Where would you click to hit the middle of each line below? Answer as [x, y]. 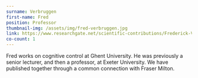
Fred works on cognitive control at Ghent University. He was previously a [95, 56]
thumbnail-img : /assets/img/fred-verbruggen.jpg [67, 28]
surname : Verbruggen [32, 12]
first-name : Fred [27, 17]
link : [13, 34]
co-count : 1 [21, 39]
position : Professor [32, 22]
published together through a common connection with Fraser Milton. [90, 68]
